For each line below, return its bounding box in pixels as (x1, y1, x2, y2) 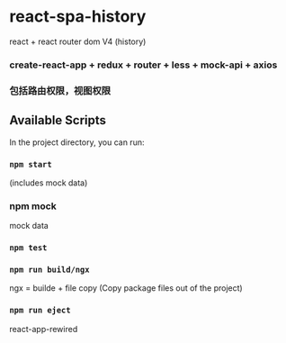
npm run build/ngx (9, 265, 90, 275)
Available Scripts (9, 113, 106, 128)
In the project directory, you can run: (9, 137, 145, 148)
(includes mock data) (9, 177, 88, 188)
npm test (9, 243, 48, 253)
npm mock (9, 200, 57, 212)
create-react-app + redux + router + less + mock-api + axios (9, 59, 278, 71)
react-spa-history (9, 6, 147, 27)
